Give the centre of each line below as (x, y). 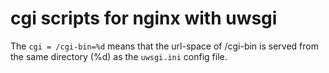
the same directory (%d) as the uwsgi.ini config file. (119, 56)
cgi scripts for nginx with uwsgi (144, 18)
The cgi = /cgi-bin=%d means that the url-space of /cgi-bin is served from (164, 46)
